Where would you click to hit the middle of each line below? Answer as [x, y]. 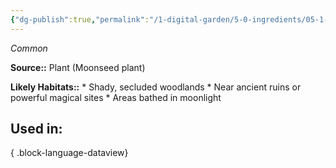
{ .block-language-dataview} [69, 153]
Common [29, 48]
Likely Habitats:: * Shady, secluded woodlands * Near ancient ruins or [156, 87]
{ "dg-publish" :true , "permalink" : [80, 19]
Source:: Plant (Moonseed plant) [78, 67]
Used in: [36, 129]
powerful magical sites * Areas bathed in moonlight [116, 97]
